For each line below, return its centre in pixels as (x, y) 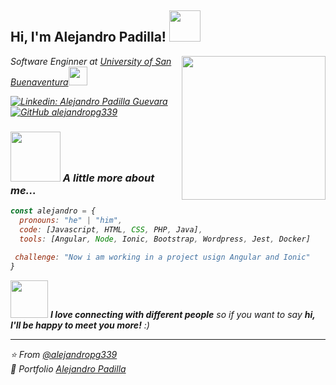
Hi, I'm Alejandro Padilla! (88, 37)
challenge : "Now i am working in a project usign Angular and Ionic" (162, 257)
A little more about (108, 178)
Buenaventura (39, 82)
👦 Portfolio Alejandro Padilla (68, 369)
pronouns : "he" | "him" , (71, 220)
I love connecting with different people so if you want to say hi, (182, 315)
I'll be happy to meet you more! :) (80, 325)
